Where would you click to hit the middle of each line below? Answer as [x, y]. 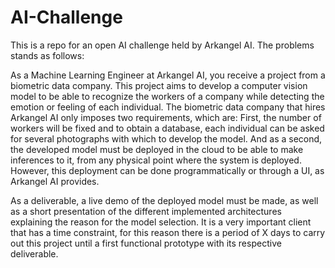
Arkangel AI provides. [55, 181]
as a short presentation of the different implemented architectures [146, 211]
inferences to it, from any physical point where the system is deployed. [156, 160]
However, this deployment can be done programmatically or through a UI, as [167, 170]
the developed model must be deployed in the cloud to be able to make [157, 149]
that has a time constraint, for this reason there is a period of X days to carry [168, 232]
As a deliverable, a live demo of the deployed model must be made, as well [164, 200]
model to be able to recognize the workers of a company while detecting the [167, 96]
